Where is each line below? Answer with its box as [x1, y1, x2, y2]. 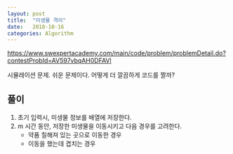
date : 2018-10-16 [7, 23, 65, 30]
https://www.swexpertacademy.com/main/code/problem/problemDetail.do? [7, 49, 227, 57]
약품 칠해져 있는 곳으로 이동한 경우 [27, 131, 122, 139]
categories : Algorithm [7, 29, 74, 37]
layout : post [7, 10, 46, 17]
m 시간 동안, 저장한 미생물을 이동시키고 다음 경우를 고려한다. [17, 122, 182, 130]
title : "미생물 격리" [7, 17, 67, 24]
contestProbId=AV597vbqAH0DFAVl [7, 57, 112, 65]
